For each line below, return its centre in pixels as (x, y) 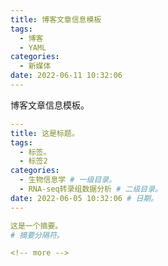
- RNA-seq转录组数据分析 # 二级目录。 (91, 189)
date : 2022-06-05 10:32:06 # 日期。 (84, 198)
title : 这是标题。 (45, 133)
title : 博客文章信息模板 (56, 19)
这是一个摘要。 (36, 226)
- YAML (33, 47)
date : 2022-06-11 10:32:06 (66, 76)
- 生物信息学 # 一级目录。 (68, 180)
